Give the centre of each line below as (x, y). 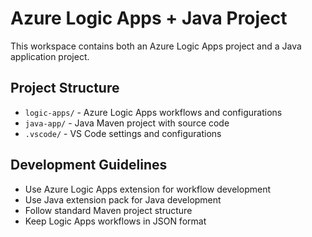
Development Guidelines (89, 165)
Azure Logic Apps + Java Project (149, 18)
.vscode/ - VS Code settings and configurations (123, 133)
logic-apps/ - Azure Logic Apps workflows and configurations (153, 112)
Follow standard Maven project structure (108, 210)
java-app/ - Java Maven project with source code (127, 123)
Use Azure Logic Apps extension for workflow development (147, 189)
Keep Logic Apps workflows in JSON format (115, 221)
